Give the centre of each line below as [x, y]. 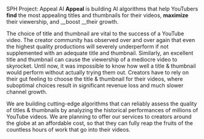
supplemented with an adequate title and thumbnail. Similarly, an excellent [100, 53]
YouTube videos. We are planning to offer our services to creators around [99, 116]
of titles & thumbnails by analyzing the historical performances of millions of [102, 110]
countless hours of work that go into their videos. [68, 130]
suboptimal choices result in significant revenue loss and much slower [95, 85]
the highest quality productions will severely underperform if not [88, 46]
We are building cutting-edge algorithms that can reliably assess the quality [102, 104]
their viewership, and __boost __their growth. [62, 22]
